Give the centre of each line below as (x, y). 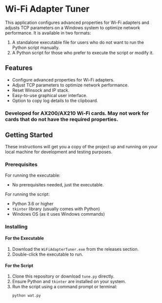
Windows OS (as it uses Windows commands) (58, 214)
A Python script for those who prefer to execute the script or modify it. (83, 53)
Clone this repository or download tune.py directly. (63, 276)
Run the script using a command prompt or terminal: (65, 287)
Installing (16, 226)
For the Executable (24, 238)
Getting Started (29, 135)
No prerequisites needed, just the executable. (58, 184)
